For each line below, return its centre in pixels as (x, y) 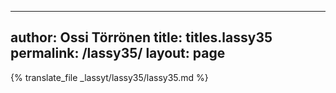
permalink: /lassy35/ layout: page (118, 53)
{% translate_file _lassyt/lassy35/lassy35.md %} (109, 77)
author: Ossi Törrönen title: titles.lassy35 (141, 37)
